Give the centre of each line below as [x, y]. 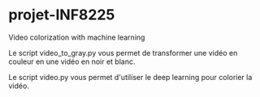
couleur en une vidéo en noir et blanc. [72, 61]
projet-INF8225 [62, 15]
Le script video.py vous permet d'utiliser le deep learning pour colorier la [130, 77]
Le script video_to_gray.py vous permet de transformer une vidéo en [123, 53]
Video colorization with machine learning [77, 37]
